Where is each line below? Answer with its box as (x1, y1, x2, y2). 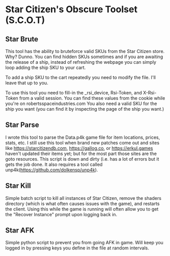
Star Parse (5, 121, 39, 130)
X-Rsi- (142, 90, 157, 95)
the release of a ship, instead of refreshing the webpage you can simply (5, 59, 157, 65)
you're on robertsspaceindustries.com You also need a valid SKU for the (5, 100, 157, 107)
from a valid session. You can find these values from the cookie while (19, 95, 165, 101)
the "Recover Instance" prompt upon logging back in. (5, 211, 117, 217)
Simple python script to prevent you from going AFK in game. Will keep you (5, 240, 163, 246)
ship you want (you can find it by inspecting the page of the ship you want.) (5, 106, 164, 112)
